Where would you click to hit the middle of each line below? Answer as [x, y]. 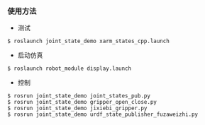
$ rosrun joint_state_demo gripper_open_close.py [82, 102]
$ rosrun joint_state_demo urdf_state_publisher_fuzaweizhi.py [103, 114]
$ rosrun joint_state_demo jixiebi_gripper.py [77, 108]
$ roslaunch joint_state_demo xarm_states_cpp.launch [89, 41]
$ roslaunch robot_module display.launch [70, 69]
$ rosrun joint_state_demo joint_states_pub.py [79, 96]
